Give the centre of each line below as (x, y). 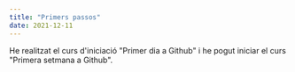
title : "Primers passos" (55, 17)
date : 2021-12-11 (41, 25)
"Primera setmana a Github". (61, 60)
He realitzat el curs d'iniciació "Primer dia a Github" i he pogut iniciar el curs (147, 50)
